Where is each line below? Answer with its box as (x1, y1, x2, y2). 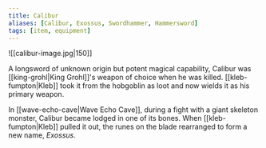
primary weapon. (8, 90, 65, 99)
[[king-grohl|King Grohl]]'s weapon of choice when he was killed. (8, 73, 224, 82)
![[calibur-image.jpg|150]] (8, 49, 93, 58)
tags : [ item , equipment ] (8, 26, 91, 34)
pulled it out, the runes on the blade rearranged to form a (59, 122, 248, 132)
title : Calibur (8, 11, 59, 20)
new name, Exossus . (8, 130, 76, 140)
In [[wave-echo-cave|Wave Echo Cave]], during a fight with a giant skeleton (8, 105, 258, 114)
